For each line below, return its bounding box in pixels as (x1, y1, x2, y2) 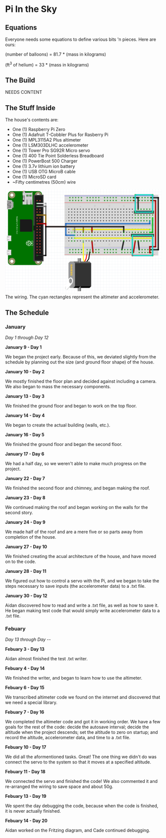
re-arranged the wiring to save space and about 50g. (5, 783, 113, 790)
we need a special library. (5, 699, 58, 705)
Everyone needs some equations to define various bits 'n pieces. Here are (5, 36, 156, 42)
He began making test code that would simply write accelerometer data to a (5, 608, 160, 614)
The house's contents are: (5, 117, 58, 123)
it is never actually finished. (5, 808, 61, 814)
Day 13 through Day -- (5, 636, 51, 642)
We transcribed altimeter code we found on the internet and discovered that (5, 694, 161, 700)
